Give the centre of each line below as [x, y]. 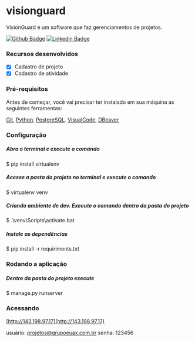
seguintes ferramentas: [34, 108]
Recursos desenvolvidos [42, 54]
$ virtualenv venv [27, 192]
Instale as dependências [37, 234]
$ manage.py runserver [34, 293]
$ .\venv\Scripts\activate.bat [40, 221]
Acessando [23, 308]
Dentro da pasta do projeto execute [50, 278]
